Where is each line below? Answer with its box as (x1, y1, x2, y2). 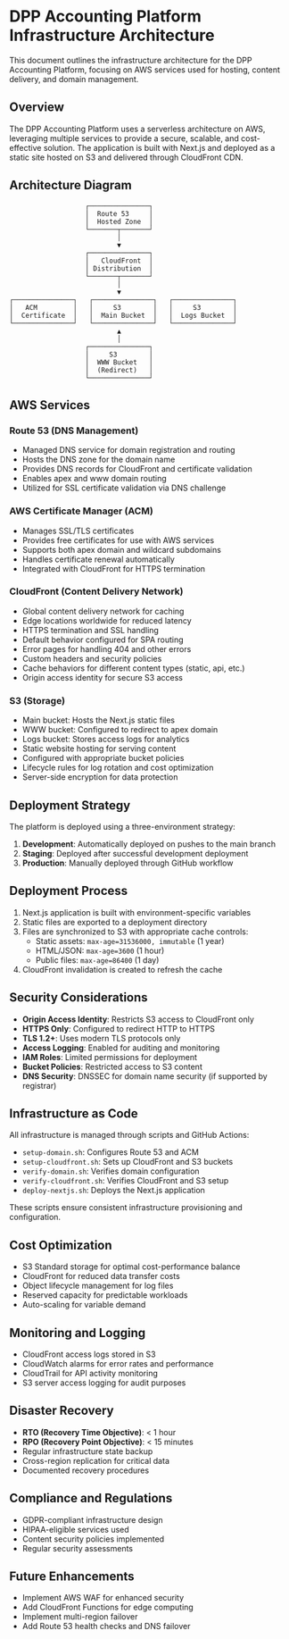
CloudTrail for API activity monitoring (21, 1368, 158, 1379)
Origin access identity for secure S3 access (21, 672, 183, 682)
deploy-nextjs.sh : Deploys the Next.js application (21, 1185, 205, 1196)
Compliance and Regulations (9, 1491, 173, 1506)
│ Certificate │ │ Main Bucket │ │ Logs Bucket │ (9, 311, 238, 320)
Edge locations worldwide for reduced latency (21, 615, 192, 626)
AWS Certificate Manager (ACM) (9, 505, 153, 517)
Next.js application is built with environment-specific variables (21, 907, 252, 917)
